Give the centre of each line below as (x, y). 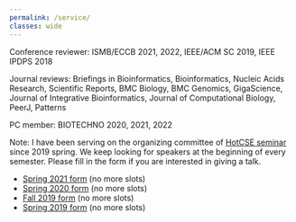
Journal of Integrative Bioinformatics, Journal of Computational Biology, (143, 98)
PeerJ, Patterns (38, 107)
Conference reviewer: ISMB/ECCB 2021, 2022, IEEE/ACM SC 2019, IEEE (142, 51)
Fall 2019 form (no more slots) (78, 198)
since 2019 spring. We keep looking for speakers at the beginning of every (148, 151)
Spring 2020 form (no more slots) (85, 188)
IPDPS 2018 (31, 61)
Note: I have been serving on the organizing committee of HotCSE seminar (148, 142)
